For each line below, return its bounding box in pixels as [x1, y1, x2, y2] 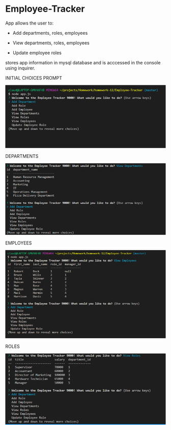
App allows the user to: [5, 20, 54, 26]
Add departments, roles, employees [12, 30, 88, 36]
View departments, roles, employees [12, 39, 90, 46]
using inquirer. [5, 65, 36, 71]
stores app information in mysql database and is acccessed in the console [5, 59, 161, 65]
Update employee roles [12, 50, 62, 56]
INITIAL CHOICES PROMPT [5, 75, 63, 81]
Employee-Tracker [5, 3, 85, 15]
